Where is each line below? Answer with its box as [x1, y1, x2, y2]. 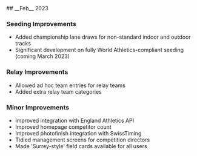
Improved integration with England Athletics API [15, 117, 135, 124]
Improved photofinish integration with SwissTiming [15, 129, 142, 137]
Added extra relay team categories [15, 88, 102, 95]
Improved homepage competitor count [15, 123, 112, 131]
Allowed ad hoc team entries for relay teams [15, 82, 126, 89]
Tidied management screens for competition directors [15, 136, 150, 143]
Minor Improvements [6, 103, 70, 111]
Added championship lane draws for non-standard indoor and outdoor [15, 33, 191, 41]
